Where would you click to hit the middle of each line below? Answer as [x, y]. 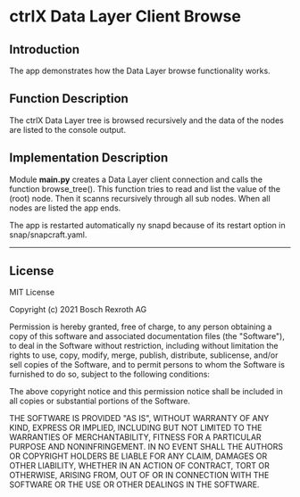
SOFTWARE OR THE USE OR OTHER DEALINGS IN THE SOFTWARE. [134, 485]
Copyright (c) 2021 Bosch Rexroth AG [78, 310]
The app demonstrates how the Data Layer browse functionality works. [140, 70]
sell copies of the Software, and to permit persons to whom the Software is [147, 365]
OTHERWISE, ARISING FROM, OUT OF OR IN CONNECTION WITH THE [139, 476]
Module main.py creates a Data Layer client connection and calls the [136, 179]
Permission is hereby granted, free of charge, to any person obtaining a [141, 327]
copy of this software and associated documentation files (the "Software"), [147, 336]
